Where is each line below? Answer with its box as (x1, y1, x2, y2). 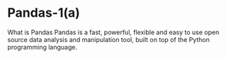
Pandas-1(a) (7, 5, 80, 21)
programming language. (7, 43, 78, 51)
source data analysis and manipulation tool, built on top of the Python (7, 35, 210, 43)
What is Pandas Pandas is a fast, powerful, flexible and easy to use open (7, 28, 220, 36)
